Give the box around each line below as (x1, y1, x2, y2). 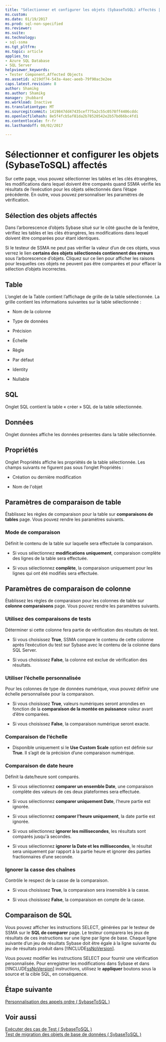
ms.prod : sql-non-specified (5, 21, 63, 26)
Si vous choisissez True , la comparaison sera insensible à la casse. (12, 887, 150, 893)
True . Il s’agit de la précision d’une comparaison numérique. (12, 750, 135, 756)
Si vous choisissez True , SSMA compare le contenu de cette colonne (12, 636, 154, 642)
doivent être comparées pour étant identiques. (5, 235, 100, 241)
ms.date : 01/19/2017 (5, 16, 48, 21)
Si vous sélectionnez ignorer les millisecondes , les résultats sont (12, 828, 146, 834)
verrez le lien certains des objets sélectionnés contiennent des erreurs (5, 250, 154, 256)
